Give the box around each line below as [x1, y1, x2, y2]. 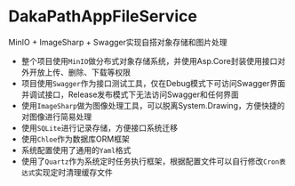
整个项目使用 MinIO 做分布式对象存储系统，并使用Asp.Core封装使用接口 [20, 55, 278, 66]
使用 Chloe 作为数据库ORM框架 [20, 133, 130, 144]
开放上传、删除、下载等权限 [28, 67, 131, 77]
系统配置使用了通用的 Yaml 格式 [20, 144, 132, 155]
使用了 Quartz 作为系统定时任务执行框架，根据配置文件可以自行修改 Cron [20, 156, 280, 166]
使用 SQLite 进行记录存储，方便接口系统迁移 [20, 122, 179, 133]
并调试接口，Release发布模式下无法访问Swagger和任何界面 [20, 89, 239, 100]
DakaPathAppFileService [8, 6, 197, 27]
